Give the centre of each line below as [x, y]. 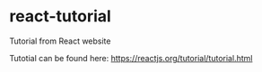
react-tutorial [61, 16]
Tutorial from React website [60, 41]
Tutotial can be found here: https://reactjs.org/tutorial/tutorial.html [131, 58]
